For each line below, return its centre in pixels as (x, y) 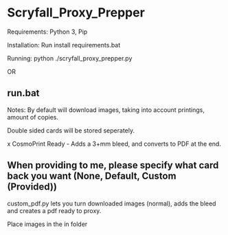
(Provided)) (32, 187)
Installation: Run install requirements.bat (64, 45)
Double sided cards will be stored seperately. (71, 130)
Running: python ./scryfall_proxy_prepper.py (70, 58)
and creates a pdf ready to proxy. (54, 210)
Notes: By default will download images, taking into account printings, (106, 110)
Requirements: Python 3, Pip (47, 32)
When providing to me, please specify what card (113, 165)
